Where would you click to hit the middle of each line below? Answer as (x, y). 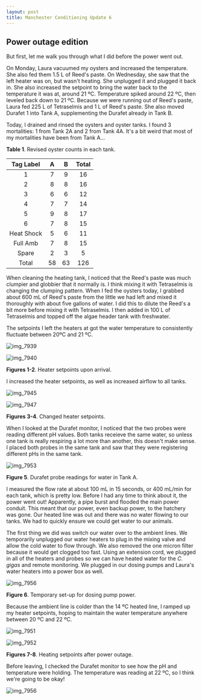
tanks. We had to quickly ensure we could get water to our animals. (90, 521)
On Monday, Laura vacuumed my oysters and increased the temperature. (97, 68)
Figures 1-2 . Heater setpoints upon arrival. (59, 370)
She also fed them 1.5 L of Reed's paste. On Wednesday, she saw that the (98, 75)
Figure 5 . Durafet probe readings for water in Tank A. (72, 478)
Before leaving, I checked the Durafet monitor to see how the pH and (92, 666)
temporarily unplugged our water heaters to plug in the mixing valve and (96, 539)
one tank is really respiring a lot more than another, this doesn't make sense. (101, 441)
